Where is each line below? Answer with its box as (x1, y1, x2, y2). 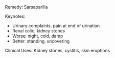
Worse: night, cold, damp (12, 33, 63, 39)
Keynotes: (5, 14, 25, 19)
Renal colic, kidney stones (12, 28, 65, 33)
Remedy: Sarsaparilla (5, 4, 48, 10)
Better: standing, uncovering (12, 38, 70, 44)
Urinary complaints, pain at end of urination (12, 23, 100, 29)
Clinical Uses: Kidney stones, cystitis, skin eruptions (5, 48, 110, 53)
